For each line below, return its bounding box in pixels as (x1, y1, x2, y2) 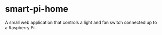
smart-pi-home (5, 3, 69, 15)
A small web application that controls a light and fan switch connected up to (5, 19, 157, 25)
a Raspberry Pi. (5, 24, 36, 30)
